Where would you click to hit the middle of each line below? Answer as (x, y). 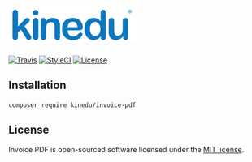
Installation (37, 85)
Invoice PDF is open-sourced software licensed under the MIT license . (126, 149)
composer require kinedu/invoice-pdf (72, 105)
